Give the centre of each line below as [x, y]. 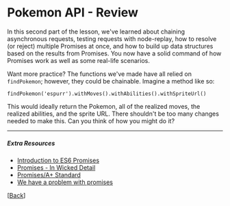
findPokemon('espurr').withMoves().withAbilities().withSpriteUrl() [107, 94]
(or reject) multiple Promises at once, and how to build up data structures [110, 46]
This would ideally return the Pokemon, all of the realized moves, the [104, 106]
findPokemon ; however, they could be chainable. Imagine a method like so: [111, 81]
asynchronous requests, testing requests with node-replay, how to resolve [112, 38]
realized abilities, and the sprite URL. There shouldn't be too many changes [113, 114]
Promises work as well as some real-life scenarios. [79, 60]
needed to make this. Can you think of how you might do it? [91, 120]
